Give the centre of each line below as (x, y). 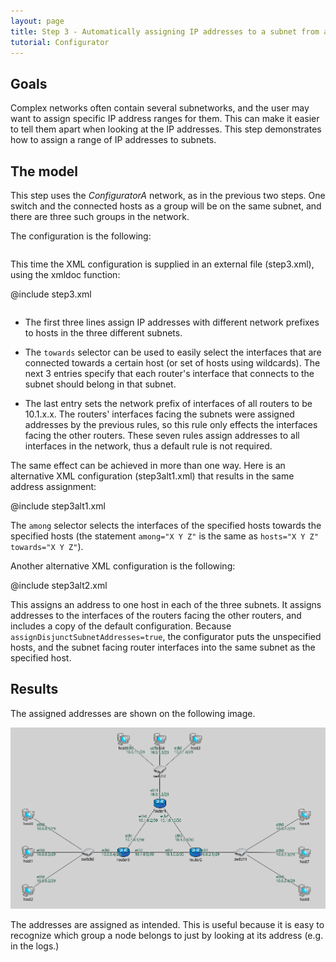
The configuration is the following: (81, 236)
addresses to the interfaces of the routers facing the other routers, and (156, 615)
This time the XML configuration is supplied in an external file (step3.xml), (162, 264)
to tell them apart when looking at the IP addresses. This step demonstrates (166, 129)
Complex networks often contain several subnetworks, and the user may (160, 108)
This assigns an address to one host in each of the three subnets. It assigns (166, 604)
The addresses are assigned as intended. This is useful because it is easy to (167, 925)
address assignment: (53, 486)
